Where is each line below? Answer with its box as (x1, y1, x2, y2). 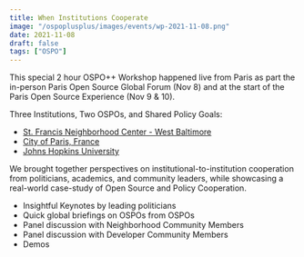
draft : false (9, 38, 59, 48)
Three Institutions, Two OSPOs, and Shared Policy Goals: (9, 109, 223, 120)
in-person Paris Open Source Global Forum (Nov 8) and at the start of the (9, 82, 285, 93)
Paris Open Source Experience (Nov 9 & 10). (9, 92, 176, 103)
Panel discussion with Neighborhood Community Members (22, 220, 244, 231)
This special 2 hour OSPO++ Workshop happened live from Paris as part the (9, 72, 296, 83)
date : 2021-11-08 (9, 30, 76, 39)
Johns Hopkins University (22, 146, 120, 157)
